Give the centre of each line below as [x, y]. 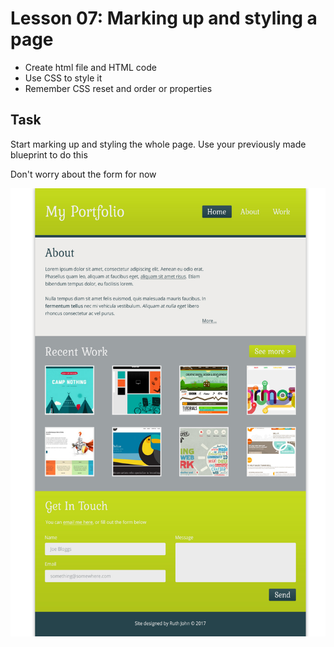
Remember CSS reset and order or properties [118, 88]
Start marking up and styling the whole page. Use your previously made [158, 144]
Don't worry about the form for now [83, 174]
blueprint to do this [49, 154]
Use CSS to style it [63, 78]
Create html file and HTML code [90, 67]
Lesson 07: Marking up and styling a [164, 18]
